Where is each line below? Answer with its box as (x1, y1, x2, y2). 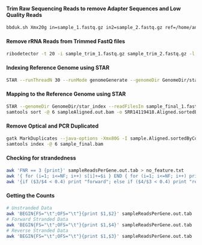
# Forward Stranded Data (6, 216, 69, 222)
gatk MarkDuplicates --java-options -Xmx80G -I (6, 135, 128, 141)
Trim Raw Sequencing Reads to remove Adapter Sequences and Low (6, 5, 182, 12)
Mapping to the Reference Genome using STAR (6, 90, 126, 98)
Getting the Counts (6, 191, 55, 199)
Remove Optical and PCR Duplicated (6, 122, 99, 129)
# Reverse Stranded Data (6, 228, 69, 234)
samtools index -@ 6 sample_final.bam (6, 141, 103, 147)
